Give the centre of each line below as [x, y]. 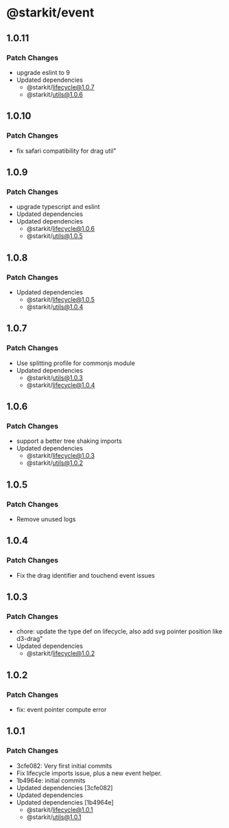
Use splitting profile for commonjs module [75, 363]
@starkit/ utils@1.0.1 [54, 817]
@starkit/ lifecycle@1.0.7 [60, 87]
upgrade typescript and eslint [58, 207]
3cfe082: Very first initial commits [64, 765]
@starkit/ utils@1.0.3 [55, 378]
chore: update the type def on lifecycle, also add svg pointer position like [119, 631]
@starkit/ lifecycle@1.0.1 [60, 809]
